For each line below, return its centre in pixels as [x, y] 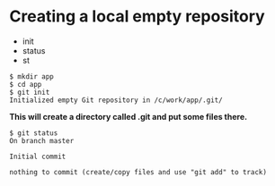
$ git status [34, 133]
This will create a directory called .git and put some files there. [129, 116]
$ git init [30, 92]
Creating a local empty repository [137, 17]
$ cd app [26, 84]
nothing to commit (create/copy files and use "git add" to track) [138, 172]
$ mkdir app [31, 76]
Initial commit [38, 156]
